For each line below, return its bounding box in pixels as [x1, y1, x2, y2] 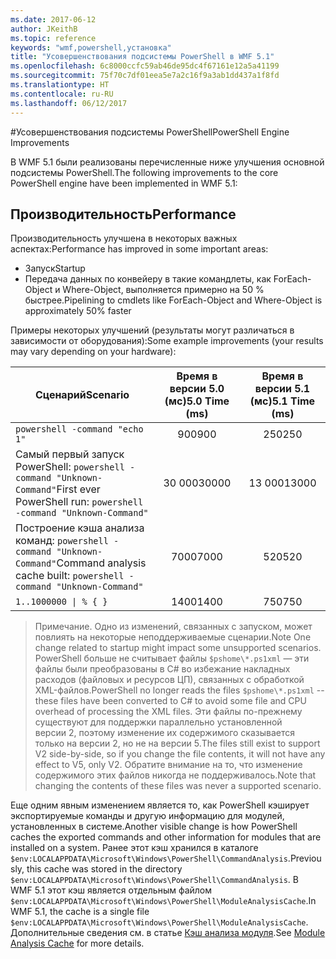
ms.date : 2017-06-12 [10, 14, 97, 25]
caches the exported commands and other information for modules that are [10, 831, 322, 843]
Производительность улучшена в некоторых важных [10, 232, 238, 245]
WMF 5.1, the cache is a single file [10, 906, 150, 918]
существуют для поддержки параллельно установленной [34, 716, 283, 728]
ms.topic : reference [10, 33, 97, 43]
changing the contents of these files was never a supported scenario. [34, 780, 322, 792]
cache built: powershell [15, 569, 125, 583]
